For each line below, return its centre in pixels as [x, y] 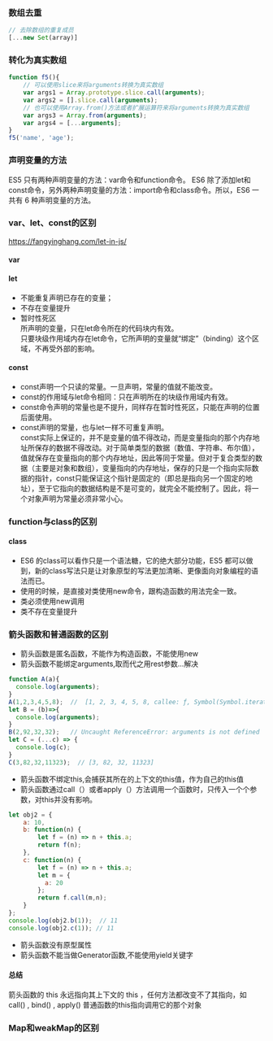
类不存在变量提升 [49, 611]
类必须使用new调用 [52, 601]
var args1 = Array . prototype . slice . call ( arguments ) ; [114, 93]
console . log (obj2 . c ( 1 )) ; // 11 [61, 928]
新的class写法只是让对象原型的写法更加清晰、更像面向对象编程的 [143, 570]
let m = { [54, 875]
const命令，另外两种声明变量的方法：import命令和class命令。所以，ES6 [129, 189]
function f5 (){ [34, 78]
